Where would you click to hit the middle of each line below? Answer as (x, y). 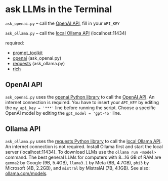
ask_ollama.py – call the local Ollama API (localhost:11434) (66, 33)
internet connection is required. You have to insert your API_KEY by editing (82, 102)
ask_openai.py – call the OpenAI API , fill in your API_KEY (62, 23)
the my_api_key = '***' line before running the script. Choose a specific (80, 108)
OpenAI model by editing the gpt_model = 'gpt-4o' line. (63, 113)
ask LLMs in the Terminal (59, 9)
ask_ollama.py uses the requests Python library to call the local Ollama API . (83, 141)
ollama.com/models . (27, 173)
